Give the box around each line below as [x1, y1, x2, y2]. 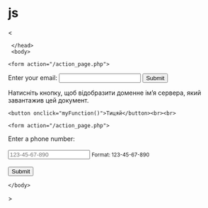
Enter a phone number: [8, 134, 75, 143]
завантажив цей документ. [8, 96, 89, 104]
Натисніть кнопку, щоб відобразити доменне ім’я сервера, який [8, 88, 202, 97]
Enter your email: [8, 73, 58, 82]
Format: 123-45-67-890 [91, 151, 150, 158]
